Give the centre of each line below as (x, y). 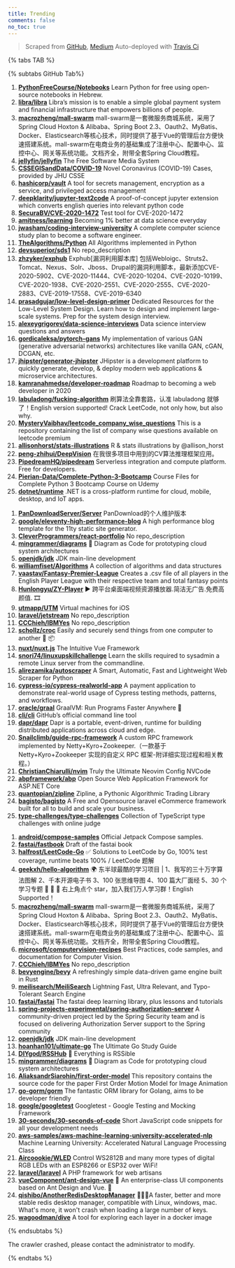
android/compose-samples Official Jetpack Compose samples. (111, 837)
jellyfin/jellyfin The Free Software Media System (89, 161)
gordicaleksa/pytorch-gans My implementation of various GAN (110, 339)
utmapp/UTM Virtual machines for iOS (74, 608)
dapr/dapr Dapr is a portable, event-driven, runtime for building (110, 723)
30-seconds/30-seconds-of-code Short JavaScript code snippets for (120, 1121)
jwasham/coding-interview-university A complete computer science (119, 228)
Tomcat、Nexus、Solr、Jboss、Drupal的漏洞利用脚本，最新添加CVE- (119, 268)
